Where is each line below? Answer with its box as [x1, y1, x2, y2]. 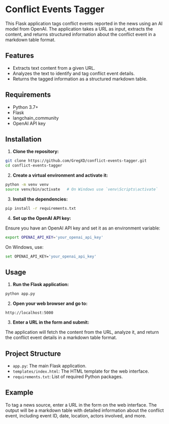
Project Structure [5, 349, 61, 358]
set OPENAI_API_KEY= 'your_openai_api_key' [5, 253, 97, 259]
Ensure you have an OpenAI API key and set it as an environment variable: [5, 225, 160, 231]
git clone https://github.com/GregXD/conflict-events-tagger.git [5, 158, 147, 163]
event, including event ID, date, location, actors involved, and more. [5, 412, 147, 418]
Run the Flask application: [12, 281, 69, 288]
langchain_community [12, 115, 59, 121]
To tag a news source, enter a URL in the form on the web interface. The [5, 402, 157, 408]
